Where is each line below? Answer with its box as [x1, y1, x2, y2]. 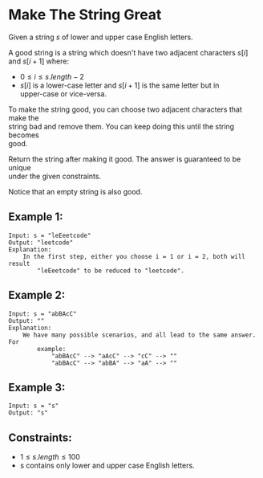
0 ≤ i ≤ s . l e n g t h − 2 [19, 71, 84, 81]
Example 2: [8, 288, 66, 302]
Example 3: [8, 380, 66, 394]
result [8, 259, 30, 268]
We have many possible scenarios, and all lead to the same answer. [22, 331, 257, 339]
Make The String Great [8, 6, 162, 24]
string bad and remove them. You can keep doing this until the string [8, 121, 235, 131]
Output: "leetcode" [8, 239, 74, 247]
